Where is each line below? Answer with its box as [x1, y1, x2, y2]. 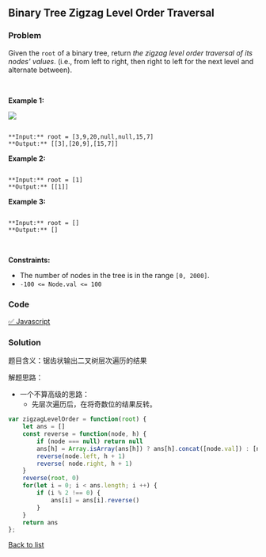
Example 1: [8, 95, 45, 105]
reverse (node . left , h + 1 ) [36, 452, 126, 460]
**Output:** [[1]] [8, 182, 69, 191]
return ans [22, 518, 59, 526]
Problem [8, 30, 42, 41]
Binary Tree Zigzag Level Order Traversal [8, 6, 215, 20]
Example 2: [8, 154, 46, 163]
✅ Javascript [8, 316, 51, 326]
